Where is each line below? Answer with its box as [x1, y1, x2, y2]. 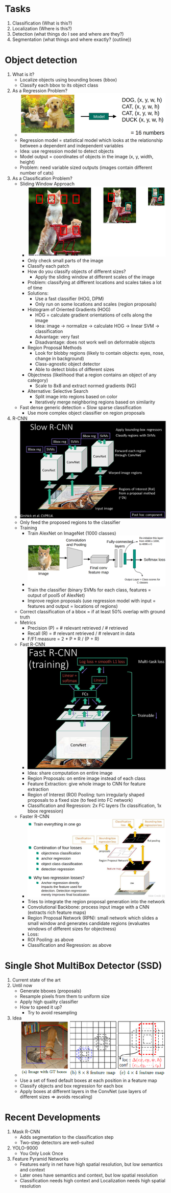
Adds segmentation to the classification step [19, 1134, 114, 1140]
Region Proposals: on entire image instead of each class [27, 775, 146, 781]
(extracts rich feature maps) [27, 909, 86, 915]
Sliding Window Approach [19, 181, 75, 187]
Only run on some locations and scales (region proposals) [35, 301, 157, 307]
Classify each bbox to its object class [19, 82, 99, 88]
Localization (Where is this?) [12, 25, 72, 31]
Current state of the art [12, 976, 61, 983]
